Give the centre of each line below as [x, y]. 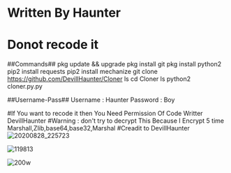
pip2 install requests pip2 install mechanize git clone [83, 72]
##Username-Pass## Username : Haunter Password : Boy [91, 100]
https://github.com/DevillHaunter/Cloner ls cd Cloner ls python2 [99, 79]
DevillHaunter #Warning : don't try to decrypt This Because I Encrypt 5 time [116, 121]
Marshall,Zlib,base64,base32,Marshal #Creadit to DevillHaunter [98, 128]
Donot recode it [53, 45]
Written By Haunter [64, 13]
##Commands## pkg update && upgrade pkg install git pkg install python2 [114, 64]
